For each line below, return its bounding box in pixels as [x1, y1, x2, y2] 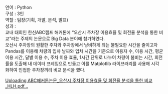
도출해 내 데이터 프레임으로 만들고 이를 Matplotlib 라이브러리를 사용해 [14, 60, 150, 66]
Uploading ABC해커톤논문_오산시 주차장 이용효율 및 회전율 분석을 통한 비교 [5, 77, 153, 83]
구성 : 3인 [5, 10, 24, 16]
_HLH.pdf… [5, 83, 29, 89]
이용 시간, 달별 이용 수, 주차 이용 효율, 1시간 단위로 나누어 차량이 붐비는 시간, [5, 54, 154, 60]
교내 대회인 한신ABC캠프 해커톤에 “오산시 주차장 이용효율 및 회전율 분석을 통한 [5, 29, 158, 35]
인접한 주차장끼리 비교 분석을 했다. [18, 67, 86, 72]
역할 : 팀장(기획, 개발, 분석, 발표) [5, 17, 69, 22]
